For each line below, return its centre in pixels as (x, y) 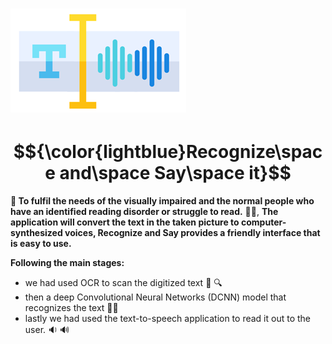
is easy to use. (41, 244)
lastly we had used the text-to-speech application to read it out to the (167, 319)
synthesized (36, 233)
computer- (264, 222)
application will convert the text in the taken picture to (125, 222)
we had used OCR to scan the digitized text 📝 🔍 (123, 283)
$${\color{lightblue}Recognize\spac (168, 152)
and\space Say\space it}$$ (175, 173)
